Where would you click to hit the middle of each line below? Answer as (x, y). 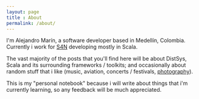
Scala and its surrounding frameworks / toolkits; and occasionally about (96, 65)
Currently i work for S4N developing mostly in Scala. (72, 47)
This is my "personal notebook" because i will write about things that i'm (97, 83)
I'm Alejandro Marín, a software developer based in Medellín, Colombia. (96, 41)
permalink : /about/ (31, 23)
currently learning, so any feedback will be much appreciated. (84, 90)
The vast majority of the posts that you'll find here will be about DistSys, (96, 59)
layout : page (23, 12)
